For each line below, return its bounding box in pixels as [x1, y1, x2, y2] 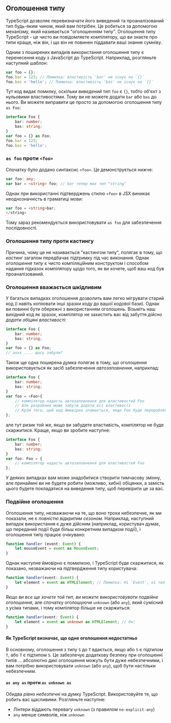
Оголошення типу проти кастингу [6, 238, 94, 245]
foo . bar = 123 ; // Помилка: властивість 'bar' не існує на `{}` [6, 74, 145, 79]
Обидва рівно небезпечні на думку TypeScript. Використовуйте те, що [6, 691, 158, 697]
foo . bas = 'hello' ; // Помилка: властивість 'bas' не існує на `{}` [6, 79, 154, 85]
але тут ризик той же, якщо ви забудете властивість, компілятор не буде [6, 422, 164, 428]
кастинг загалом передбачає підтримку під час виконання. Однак [6, 255, 149, 261]
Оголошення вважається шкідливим [6, 284, 102, 291]
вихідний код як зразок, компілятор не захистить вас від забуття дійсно [6, 311, 162, 317]
